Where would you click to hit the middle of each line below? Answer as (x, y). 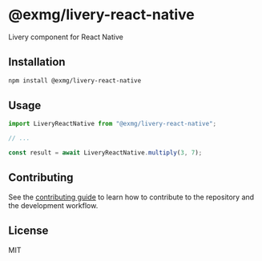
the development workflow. (53, 205)
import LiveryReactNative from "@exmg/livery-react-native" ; (113, 124)
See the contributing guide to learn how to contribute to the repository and (131, 197)
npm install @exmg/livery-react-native (75, 80)
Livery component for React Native (66, 37)
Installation (37, 62)
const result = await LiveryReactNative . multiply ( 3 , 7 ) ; (105, 153)
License (28, 231)
